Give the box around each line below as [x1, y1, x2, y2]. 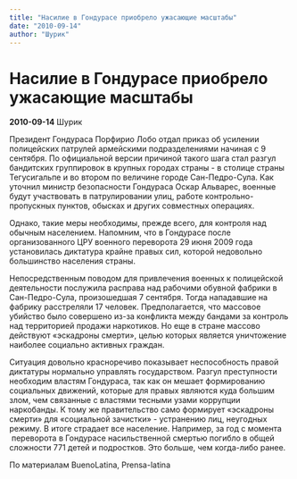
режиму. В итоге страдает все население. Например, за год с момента [9, 424, 283, 434]
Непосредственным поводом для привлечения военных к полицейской [9, 273, 284, 284]
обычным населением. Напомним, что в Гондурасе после [9, 227, 232, 238]
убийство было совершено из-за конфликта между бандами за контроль [9, 311, 289, 322]
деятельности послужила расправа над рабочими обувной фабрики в [9, 282, 278, 293]
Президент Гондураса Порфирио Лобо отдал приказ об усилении [9, 134, 260, 145]
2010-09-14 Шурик [9, 117, 83, 128]
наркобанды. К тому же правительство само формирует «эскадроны [9, 404, 275, 416]
